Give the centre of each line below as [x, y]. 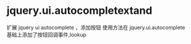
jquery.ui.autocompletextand [80, 11]
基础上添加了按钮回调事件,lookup [47, 34]
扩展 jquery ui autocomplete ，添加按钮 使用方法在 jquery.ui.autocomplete [96, 27]
